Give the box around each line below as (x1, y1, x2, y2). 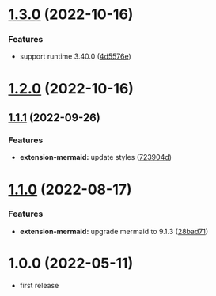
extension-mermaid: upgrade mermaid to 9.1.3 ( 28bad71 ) (19, 226, 208, 236)
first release (19, 280, 59, 290)
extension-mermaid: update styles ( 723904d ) (19, 153, 172, 162)
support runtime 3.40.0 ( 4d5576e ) (19, 51, 132, 61)
